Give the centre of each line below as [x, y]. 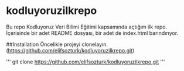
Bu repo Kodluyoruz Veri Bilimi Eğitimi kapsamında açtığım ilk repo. [87, 27]
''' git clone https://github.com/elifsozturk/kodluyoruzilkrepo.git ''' [86, 62]
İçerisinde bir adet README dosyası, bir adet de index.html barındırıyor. [92, 33]
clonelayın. [95, 44]
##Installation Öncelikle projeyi [43, 44]
